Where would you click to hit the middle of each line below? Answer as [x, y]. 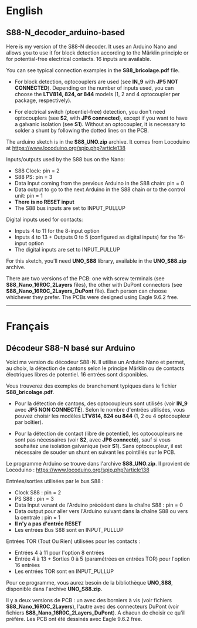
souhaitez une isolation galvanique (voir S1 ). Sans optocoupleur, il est [98, 446]
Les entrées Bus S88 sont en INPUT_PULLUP [69, 530]
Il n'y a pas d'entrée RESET [48, 524]
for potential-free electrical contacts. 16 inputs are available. [79, 59]
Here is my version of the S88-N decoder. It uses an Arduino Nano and [91, 46]
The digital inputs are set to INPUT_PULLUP [67, 249]
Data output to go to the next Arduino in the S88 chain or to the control [100, 189]
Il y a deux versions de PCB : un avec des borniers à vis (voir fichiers [89, 600]
